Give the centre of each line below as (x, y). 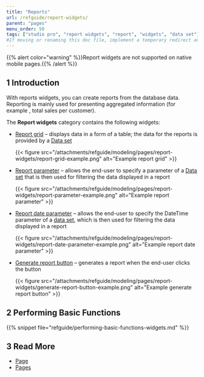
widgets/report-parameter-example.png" (66, 195)
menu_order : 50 (25, 29)
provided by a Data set (43, 140)
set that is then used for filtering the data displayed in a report (92, 177)
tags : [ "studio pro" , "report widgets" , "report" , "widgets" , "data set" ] (103, 35)
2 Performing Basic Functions (63, 313)
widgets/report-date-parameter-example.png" (73, 244)
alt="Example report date (164, 244)
